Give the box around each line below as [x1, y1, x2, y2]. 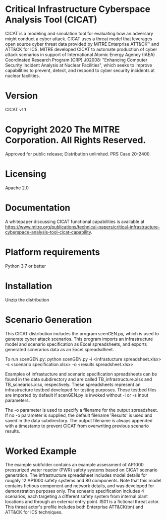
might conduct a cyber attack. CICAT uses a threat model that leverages [5, 36, 153, 42]
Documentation [5, 202, 71, 213]
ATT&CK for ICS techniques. [5, 509, 63, 515]
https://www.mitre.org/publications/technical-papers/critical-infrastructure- [5, 223, 160, 229]
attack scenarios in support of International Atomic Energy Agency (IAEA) [5, 51, 155, 58]
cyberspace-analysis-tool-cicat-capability [5, 229, 91, 235]
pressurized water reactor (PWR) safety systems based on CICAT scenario [5, 467, 158, 473]
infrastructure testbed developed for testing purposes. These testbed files [5, 386, 157, 393]
